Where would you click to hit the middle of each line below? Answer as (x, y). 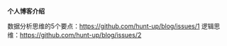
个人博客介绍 (26, 11)
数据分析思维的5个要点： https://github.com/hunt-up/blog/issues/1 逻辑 (111, 26)
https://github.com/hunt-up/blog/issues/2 (81, 35)
